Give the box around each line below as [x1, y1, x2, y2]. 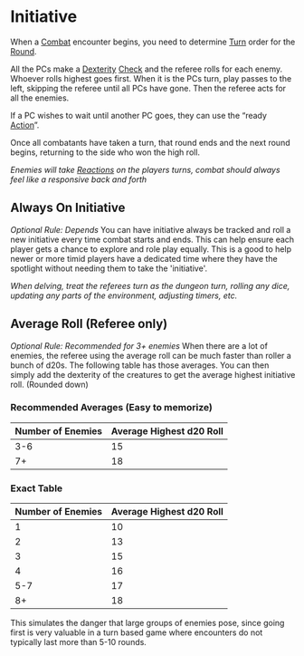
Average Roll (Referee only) [10, 316, 168, 332]
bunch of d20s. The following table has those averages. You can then [10, 360, 270, 371]
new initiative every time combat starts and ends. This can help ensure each [10, 234, 295, 245]
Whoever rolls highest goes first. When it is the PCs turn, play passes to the [10, 72, 292, 83]
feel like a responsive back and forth [10, 174, 147, 185]
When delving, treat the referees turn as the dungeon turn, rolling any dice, [10, 280, 290, 291]
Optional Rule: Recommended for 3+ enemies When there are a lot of [10, 340, 268, 351]
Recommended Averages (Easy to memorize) [10, 401, 214, 414]
